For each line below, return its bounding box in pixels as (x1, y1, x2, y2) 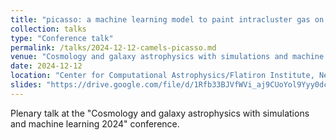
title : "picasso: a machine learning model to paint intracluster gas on (10, 14, 325, 25)
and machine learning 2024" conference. (10, 117, 180, 130)
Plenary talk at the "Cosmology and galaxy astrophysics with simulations (10, 107, 310, 119)
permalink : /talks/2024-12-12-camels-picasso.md (10, 42, 217, 53)
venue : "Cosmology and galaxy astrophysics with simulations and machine (10, 52, 325, 62)
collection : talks (10, 24, 87, 34)
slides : (10, 80, 43, 90)
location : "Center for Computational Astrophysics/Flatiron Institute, (10, 71, 315, 81)
